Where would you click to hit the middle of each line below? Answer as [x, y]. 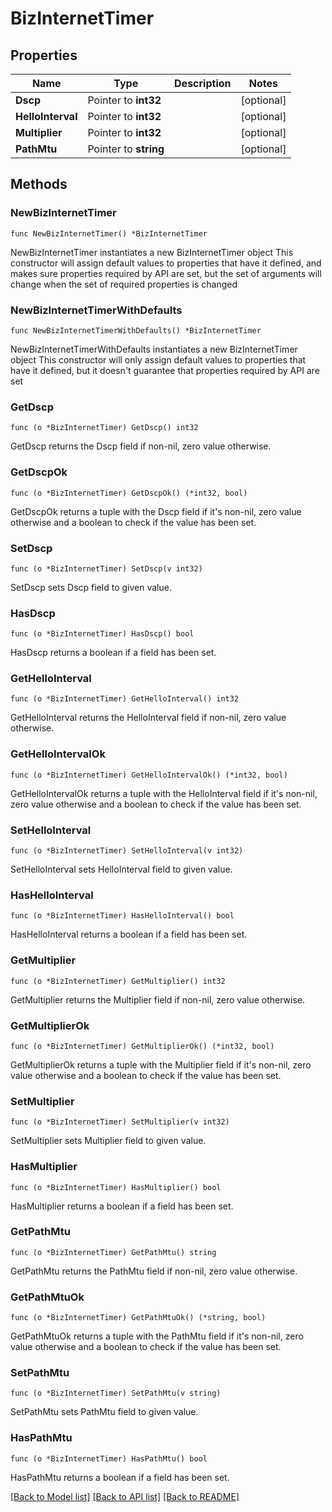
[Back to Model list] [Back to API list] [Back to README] [125, 1496]
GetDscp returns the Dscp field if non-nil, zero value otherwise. [141, 446]
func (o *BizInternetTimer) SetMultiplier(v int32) [120, 1122]
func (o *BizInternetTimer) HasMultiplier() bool [116, 1187]
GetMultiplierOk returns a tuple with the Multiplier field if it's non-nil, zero [161, 1064]
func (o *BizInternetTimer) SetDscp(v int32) [106, 568]
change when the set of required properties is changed [124, 284]
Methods [39, 184]
